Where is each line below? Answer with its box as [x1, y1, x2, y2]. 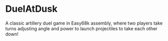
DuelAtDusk [5, 3, 58, 15]
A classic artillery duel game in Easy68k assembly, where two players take [5, 20, 163, 26]
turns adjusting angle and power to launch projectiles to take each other [5, 25, 158, 31]
